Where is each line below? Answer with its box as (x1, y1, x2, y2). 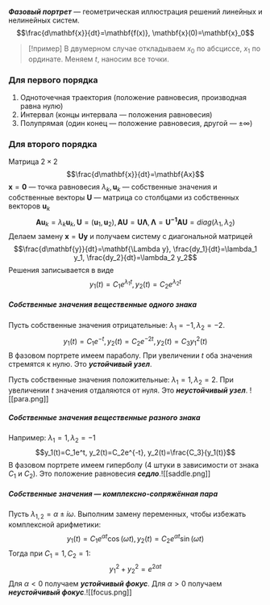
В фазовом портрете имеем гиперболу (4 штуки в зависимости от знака (8, 460, 260, 469)
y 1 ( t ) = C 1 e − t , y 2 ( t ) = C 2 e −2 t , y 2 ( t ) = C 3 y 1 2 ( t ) (63, 334, 208, 348)
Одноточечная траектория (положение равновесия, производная (19, 93, 247, 103)
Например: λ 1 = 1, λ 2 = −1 (8, 432, 96, 444)
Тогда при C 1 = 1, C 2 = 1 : (8, 548, 91, 560)
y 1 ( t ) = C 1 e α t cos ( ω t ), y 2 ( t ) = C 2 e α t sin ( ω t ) (66, 532, 205, 545)
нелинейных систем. (8, 15, 81, 25)
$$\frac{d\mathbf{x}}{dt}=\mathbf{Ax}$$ (66, 170, 205, 179)
